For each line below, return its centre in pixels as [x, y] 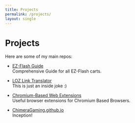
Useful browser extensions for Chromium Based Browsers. [71, 100]
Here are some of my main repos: [39, 56]
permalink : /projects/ [28, 14]
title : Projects [22, 10]
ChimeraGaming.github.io [38, 110]
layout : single [21, 19]
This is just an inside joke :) [39, 86]
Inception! [22, 115]
